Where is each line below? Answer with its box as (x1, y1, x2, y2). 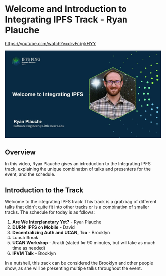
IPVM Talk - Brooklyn (12, 250, 56, 256)
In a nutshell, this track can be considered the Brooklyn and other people (5, 260, 153, 266)
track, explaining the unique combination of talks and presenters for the (5, 166, 151, 172)
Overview (5, 148, 36, 156)
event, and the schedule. (5, 171, 56, 177)
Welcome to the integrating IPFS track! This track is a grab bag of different (5, 199, 157, 205)
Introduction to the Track (5, 186, 83, 194)
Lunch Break (12, 235, 39, 240)
